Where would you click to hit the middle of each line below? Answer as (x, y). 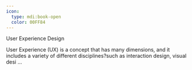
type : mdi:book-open (36, 17)
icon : (13, 11)
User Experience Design (35, 39)
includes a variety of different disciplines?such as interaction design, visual (96, 56)
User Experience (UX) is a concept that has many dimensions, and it (88, 50)
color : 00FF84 (28, 22)
